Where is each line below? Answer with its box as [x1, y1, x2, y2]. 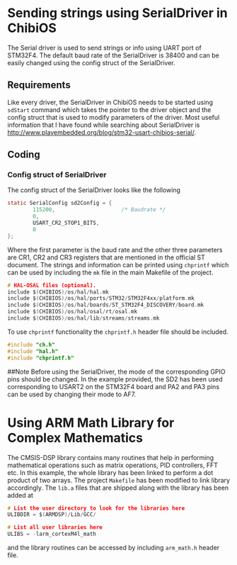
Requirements [7, 79, 71, 91]
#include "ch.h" [7, 341, 55, 348]
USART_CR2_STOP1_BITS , [33, 220, 100, 227]
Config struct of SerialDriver [7, 170, 107, 180]
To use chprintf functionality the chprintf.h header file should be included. [7, 328, 229, 336]
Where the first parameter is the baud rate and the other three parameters [7, 245, 223, 254]
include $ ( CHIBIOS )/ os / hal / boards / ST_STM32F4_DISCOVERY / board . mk [7, 301, 204, 309]
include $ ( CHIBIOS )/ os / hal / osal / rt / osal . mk [7, 308, 138, 315]
